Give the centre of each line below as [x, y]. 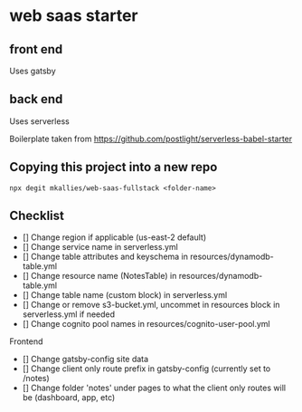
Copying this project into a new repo [113, 167]
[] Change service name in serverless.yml [100, 247]
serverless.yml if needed [69, 314]
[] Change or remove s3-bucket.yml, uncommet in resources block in [151, 305]
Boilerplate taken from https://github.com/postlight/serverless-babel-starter [151, 139]
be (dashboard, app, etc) [69, 398]
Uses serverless [39, 121]
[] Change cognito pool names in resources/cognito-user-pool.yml [146, 324]
